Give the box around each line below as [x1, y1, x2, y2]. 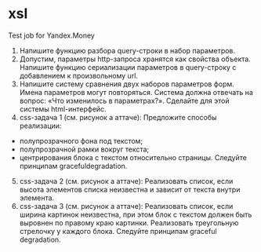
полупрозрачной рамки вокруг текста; [19, 144, 150, 154]
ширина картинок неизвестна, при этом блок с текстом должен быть [19, 210, 252, 219]
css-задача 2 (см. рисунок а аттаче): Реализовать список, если [19, 176, 234, 185]
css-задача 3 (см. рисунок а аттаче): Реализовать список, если [19, 201, 234, 210]
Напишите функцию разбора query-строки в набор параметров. [19, 46, 236, 55]
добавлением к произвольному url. [19, 71, 139, 80]
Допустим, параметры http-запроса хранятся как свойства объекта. [19, 54, 251, 64]
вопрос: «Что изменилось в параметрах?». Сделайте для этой [19, 96, 230, 105]
